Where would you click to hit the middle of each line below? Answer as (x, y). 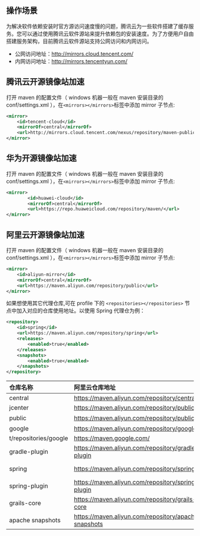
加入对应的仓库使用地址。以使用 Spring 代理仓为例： (81, 311)
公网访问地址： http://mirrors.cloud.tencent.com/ (74, 54)
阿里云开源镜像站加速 (45, 235)
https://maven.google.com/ (112, 438)
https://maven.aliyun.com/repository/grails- (135, 500)
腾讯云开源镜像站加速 (45, 82)
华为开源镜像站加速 (41, 158)
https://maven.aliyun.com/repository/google (135, 429)
